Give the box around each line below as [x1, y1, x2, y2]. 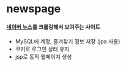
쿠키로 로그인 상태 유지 [15, 45, 70, 53]
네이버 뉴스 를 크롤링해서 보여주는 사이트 [6, 23, 101, 31]
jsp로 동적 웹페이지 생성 [15, 53, 72, 61]
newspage [6, 2, 61, 16]
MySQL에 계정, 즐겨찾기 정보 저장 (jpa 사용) [15, 38, 120, 45]
